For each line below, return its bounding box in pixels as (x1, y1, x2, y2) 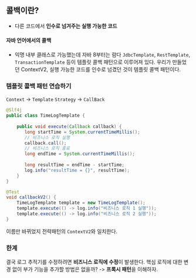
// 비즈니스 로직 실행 (24, 134, 70, 140)
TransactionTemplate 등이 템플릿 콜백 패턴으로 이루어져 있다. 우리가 (14, 58, 171, 66)
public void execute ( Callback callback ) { (16, 123, 122, 130)
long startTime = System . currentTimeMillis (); (24, 129, 141, 135)
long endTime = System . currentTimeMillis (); (24, 151, 135, 157)
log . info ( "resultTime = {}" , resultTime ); (24, 167, 130, 173)
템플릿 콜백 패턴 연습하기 (6, 82, 72, 90)
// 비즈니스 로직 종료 (24, 145, 70, 151)
